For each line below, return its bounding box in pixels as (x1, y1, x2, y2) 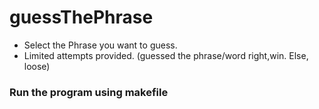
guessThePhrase (9, 6, 154, 29)
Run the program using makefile (9, 85, 169, 99)
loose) (23, 60, 51, 72)
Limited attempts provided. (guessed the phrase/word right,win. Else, (23, 49, 309, 61)
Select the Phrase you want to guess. (23, 39, 178, 51)
